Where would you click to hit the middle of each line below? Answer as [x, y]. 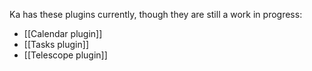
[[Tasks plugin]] [56, 44]
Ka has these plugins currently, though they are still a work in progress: [156, 14]
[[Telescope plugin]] [65, 55]
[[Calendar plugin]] [63, 33]
